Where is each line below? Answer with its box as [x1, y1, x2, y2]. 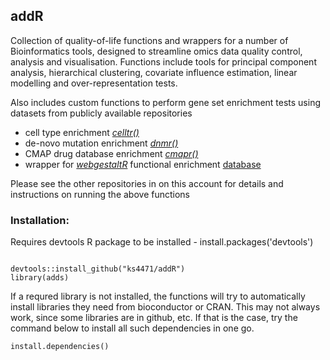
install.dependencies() [10, 342, 110, 352]
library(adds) [10, 273, 70, 283]
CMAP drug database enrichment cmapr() [24, 147, 199, 159]
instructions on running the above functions [10, 188, 190, 200]
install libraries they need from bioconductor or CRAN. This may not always [10, 301, 321, 313]
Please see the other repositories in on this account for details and [10, 177, 284, 189]
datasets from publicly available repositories [10, 107, 193, 119]
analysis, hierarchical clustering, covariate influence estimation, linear [10, 66, 298, 78]
